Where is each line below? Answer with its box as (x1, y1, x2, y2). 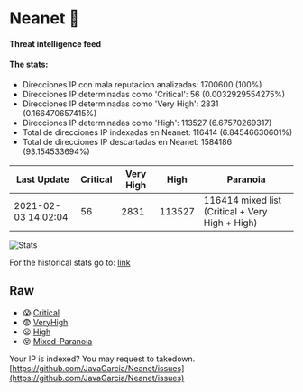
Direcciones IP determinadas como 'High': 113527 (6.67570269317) (22, 117, 272, 128)
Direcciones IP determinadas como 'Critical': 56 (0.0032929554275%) (22, 88, 286, 99)
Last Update (16, 173, 70, 186)
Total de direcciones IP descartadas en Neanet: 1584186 (22, 136, 233, 147)
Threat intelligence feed (9, 38, 102, 49)
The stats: (9, 59, 49, 70)
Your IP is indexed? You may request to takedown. (9, 353, 196, 364)
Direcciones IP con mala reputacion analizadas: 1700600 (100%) (22, 78, 262, 89)
